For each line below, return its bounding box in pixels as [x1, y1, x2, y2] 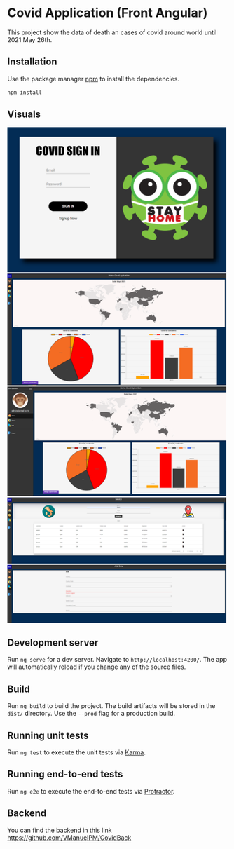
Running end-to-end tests [7, 768, 123, 780]
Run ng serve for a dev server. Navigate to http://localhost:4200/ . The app [7, 656, 228, 664]
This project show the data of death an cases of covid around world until [7, 28, 217, 36]
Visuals [7, 109, 41, 121]
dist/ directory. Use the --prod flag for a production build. [7, 709, 175, 718]
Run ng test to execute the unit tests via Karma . [7, 748, 146, 756]
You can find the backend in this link [7, 826, 112, 834]
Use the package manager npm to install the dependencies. [7, 74, 180, 83]
